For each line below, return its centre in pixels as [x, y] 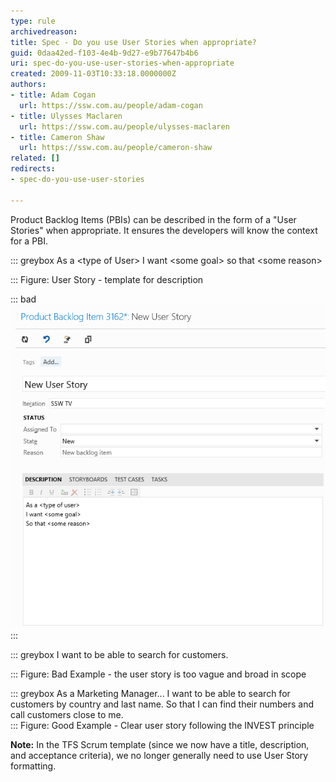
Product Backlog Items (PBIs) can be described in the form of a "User [153, 219]
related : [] [35, 158]
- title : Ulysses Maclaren [66, 116]
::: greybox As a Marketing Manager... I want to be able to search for [150, 693]
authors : [28, 85]
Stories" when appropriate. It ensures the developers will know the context [164, 230]
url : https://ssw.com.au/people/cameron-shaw [116, 148]
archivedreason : [44, 31]
